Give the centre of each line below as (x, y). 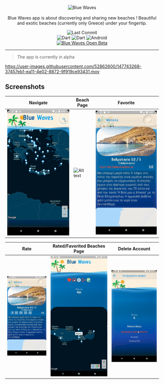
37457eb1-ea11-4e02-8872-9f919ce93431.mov (52, 71)
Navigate (38, 102)
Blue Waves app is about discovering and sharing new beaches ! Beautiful (82, 18)
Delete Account (134, 248)
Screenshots (25, 87)
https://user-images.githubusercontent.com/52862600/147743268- (73, 66)
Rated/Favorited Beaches (79, 246)
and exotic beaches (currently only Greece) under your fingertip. (82, 23)
